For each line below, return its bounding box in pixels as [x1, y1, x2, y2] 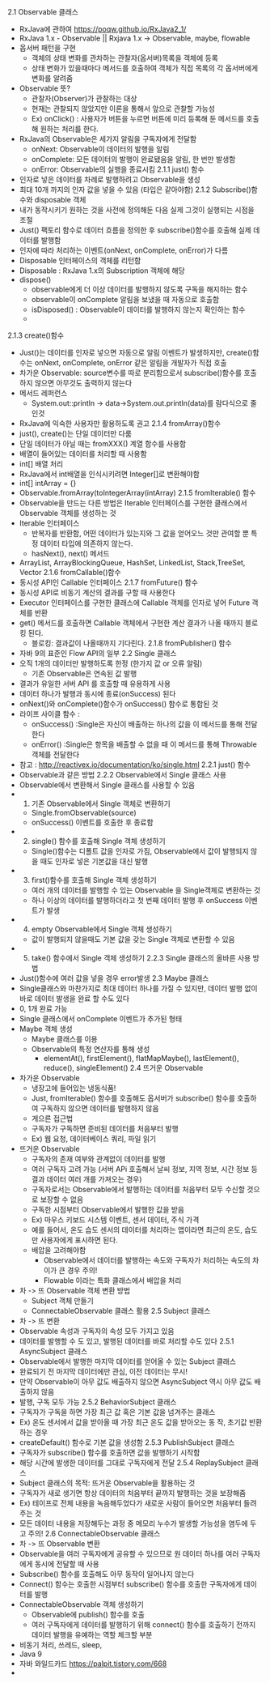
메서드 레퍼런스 [19, 388, 68, 398]
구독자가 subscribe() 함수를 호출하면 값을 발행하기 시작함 [19, 1448, 200, 1457]
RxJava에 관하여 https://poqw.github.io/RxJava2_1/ [19, 24, 187, 34]
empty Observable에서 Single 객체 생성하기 [31, 924, 172, 934]
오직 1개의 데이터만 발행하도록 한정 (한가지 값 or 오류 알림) [19, 658, 203, 668]
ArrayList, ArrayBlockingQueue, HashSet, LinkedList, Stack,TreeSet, [19, 558, 246, 567]
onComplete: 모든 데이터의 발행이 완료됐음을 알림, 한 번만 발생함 [31, 155, 236, 164]
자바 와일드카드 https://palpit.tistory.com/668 [19, 1659, 167, 1668]
